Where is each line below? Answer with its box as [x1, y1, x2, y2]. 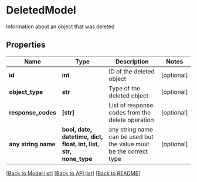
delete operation [108, 116, 154, 124]
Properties [6, 40, 46, 50]
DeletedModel [6, 4, 76, 17]
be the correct [108, 147, 148, 156]
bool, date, [62, 125, 92, 133]
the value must [108, 140, 150, 148]
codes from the [108, 108, 151, 116]
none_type [62, 154, 93, 163]
